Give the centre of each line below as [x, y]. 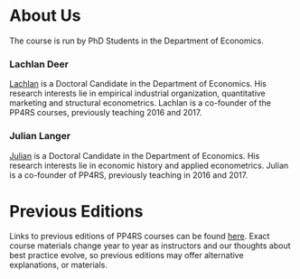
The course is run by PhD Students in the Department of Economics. [137, 41]
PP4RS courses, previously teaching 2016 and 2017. [106, 113]
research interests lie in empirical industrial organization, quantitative [138, 93]
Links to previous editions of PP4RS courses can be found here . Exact [140, 237]
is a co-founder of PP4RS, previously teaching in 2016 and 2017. [129, 175]
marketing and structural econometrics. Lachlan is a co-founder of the [140, 103]
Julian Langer [40, 136]
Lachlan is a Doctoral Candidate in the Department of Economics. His [138, 84]
